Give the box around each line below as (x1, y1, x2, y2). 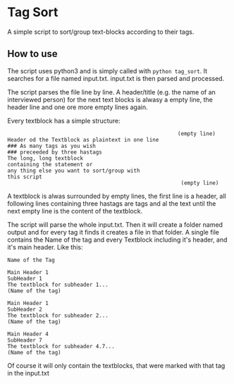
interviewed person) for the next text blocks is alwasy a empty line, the (7, 95, 214, 104)
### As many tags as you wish (7, 142, 97, 149)
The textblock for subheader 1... (7, 281, 109, 288)
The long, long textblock (7, 154, 83, 162)
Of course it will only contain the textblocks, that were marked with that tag (7, 361, 226, 370)
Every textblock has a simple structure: (7, 116, 121, 125)
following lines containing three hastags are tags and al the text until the (7, 199, 216, 208)
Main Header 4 (7, 330, 49, 337)
